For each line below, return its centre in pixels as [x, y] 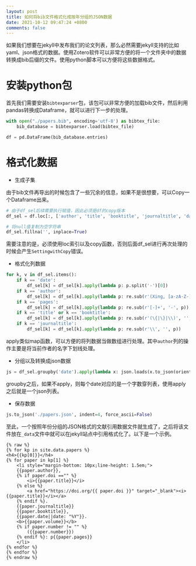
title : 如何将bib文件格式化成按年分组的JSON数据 [59, 17]
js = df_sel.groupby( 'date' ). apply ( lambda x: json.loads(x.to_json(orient [99, 372]
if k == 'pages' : [38, 302]
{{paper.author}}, [39, 470]
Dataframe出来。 [32, 199]
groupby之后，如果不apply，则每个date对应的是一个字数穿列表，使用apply [96, 384]
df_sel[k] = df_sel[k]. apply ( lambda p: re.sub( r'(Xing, [96, 296]
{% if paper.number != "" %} [52, 527]
